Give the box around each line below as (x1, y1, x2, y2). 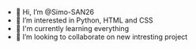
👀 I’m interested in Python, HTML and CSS (15, 16, 154, 25)
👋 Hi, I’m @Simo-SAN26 (15, 8, 95, 16)
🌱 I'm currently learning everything (15, 24, 129, 33)
